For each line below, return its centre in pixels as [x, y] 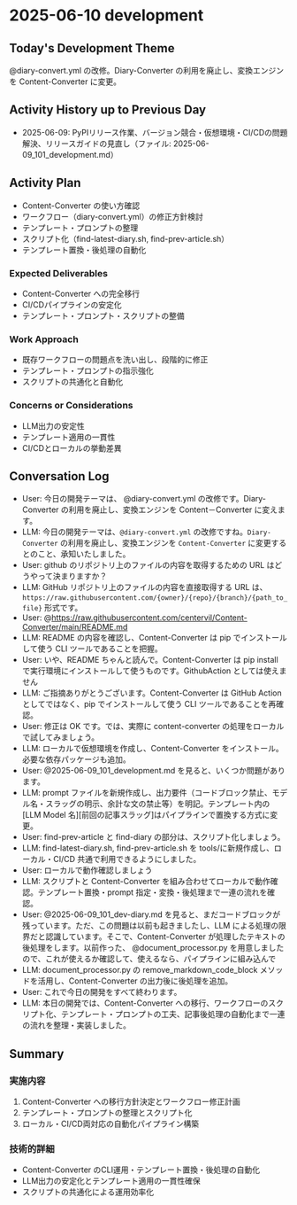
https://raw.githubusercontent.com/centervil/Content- [149, 618]
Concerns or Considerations [71, 406]
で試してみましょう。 [61, 737]
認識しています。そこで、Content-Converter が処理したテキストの [165, 937]
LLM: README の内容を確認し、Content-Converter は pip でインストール [154, 638]
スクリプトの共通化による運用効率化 [88, 1192]
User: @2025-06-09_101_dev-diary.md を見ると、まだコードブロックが [151, 914]
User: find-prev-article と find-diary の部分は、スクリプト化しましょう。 [153, 837]
